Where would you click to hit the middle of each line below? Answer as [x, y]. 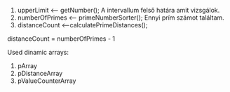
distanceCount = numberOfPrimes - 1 [61, 39]
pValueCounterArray [47, 81]
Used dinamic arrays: [38, 52]
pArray [27, 66]
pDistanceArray [40, 73]
